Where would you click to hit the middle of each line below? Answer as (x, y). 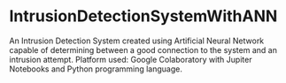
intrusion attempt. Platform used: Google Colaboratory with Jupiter (131, 59)
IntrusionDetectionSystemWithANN (143, 16)
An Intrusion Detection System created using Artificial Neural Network (137, 41)
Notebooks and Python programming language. (96, 69)
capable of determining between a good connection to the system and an (143, 49)
